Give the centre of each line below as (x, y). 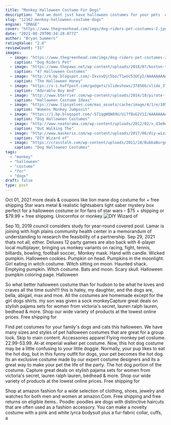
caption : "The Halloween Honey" (49, 81)
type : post (17, 185)
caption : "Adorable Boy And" (45, 90)
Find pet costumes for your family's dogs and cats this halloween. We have (84, 327)
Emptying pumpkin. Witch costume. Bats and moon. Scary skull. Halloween (84, 269)
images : (13, 52)
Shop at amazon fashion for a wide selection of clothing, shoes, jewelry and (85, 391)
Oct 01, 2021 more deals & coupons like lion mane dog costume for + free (82, 200)
